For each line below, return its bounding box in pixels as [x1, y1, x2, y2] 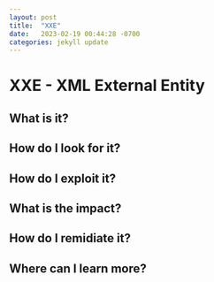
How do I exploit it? [9, 171, 117, 186]
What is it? [9, 111, 69, 126]
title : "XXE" [9, 21, 62, 30]
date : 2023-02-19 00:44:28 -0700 [9, 29, 141, 38]
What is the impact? [9, 201, 122, 216]
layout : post [9, 12, 57, 22]
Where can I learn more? [9, 261, 148, 276]
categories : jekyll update [9, 37, 109, 47]
